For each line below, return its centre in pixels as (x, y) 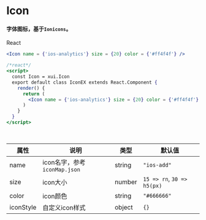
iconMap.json (62, 169)
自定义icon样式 (64, 208)
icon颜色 (55, 196)
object (124, 207)
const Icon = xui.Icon (41, 77)
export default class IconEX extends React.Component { (85, 82)
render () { (31, 88)
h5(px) (153, 186)
